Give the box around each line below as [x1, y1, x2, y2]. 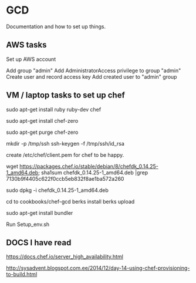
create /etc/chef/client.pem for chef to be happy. [6, 151, 124, 159]
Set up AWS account [6, 55, 56, 62]
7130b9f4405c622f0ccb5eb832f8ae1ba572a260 [6, 175, 124, 182]
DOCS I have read [6, 237, 72, 247]
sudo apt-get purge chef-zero [6, 129, 79, 136]
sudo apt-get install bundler [6, 209, 73, 216]
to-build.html [6, 271, 38, 278]
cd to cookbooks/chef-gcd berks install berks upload [6, 198, 135, 205]
